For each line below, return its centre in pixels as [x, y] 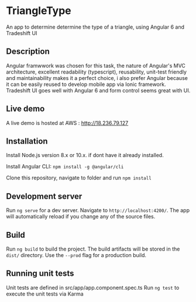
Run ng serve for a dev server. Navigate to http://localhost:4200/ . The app [98, 210]
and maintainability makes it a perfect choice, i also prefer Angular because [97, 78]
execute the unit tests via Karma [45, 294]
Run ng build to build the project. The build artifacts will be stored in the [93, 249]
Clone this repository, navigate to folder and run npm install [79, 178]
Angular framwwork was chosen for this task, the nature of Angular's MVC [96, 65]
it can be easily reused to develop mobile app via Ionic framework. [86, 84]
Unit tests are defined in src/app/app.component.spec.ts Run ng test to [93, 287]
